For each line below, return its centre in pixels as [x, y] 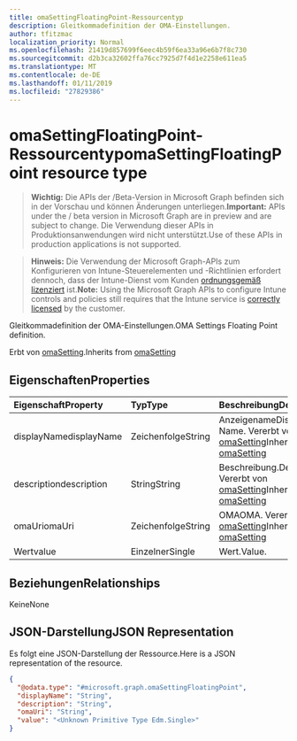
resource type [95, 173]
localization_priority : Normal [67, 42]
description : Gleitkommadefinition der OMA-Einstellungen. [120, 26]
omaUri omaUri [44, 526]
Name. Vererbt [249, 431]
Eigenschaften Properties [80, 380]
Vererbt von [243, 479]
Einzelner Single [164, 552]
